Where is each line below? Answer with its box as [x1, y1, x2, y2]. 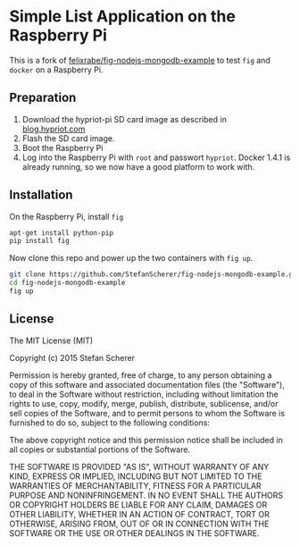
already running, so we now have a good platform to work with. [21, 161, 255, 172]
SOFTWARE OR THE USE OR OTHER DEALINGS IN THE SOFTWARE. [9, 527, 260, 538]
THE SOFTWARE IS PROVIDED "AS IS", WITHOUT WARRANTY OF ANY [9, 461, 270, 472]
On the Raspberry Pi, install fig [9, 211, 124, 222]
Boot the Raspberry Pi [21, 142, 104, 153]
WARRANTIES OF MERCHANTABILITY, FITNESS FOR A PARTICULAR [9, 480, 262, 491]
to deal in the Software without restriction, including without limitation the [9, 389, 279, 399]
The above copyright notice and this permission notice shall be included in [9, 434, 283, 445]
